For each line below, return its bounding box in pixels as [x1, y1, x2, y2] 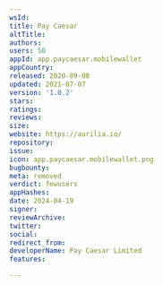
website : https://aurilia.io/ [9, 130, 123, 139]
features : [9, 255, 47, 264]
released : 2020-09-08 [9, 72, 90, 81]
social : [9, 229, 39, 238]
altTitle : [9, 30, 47, 39]
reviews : [9, 113, 42, 122]
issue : [9, 146, 34, 155]
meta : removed [9, 171, 63, 180]
